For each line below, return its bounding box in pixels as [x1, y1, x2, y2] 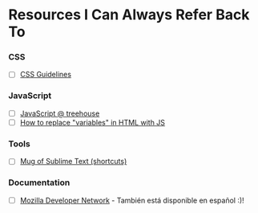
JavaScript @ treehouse [19, 109, 100, 118]
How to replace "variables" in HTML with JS [19, 117, 166, 127]
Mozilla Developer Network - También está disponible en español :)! [19, 195, 244, 205]
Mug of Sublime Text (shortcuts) [19, 157, 127, 166]
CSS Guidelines [19, 70, 72, 80]
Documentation [8, 177, 71, 188]
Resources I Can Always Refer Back [8, 6, 250, 24]
